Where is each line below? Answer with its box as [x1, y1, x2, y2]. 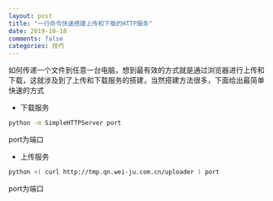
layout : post [8, 11, 53, 20]
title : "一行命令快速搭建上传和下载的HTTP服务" [8, 19, 153, 28]
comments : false [8, 34, 63, 43]
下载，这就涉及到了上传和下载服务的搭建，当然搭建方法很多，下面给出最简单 [8, 75, 265, 85]
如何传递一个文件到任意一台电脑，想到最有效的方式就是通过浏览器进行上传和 [8, 66, 265, 75]
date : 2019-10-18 [8, 27, 67, 35]
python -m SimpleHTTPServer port [8, 119, 122, 127]
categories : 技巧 [8, 42, 65, 50]
